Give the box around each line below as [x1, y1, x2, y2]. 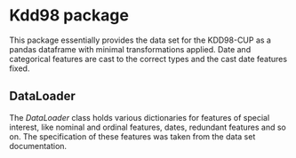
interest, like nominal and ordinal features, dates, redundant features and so [9, 122, 286, 132]
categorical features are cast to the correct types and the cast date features [9, 53, 287, 64]
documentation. [9, 140, 68, 151]
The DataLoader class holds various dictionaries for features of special [9, 112, 270, 122]
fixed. [9, 63, 30, 74]
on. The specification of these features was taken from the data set [9, 130, 256, 142]
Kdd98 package [9, 5, 129, 26]
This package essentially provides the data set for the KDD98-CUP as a [9, 35, 271, 45]
